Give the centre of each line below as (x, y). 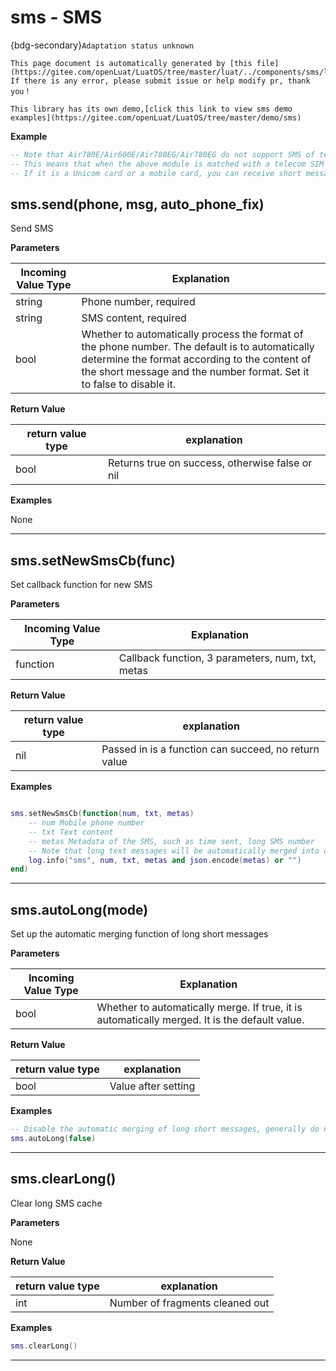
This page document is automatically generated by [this (131, 63)
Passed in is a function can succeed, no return (210, 749)
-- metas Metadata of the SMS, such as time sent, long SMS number (171, 841)
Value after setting (152, 1086)
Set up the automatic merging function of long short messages (139, 934)
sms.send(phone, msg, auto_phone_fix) (137, 204)
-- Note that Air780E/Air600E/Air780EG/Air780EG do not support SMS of (162, 154)
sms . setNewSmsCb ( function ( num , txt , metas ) (102, 814)
